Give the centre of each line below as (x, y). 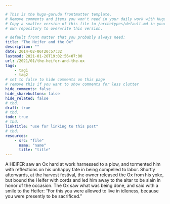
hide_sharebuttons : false (32, 94)
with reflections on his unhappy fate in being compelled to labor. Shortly (80, 170)
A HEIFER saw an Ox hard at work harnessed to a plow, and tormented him (83, 164)
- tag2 (21, 75)
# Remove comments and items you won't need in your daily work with (80, 19)
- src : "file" (29, 141)
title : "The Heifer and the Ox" (39, 42)
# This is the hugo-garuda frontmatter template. (59, 14)
